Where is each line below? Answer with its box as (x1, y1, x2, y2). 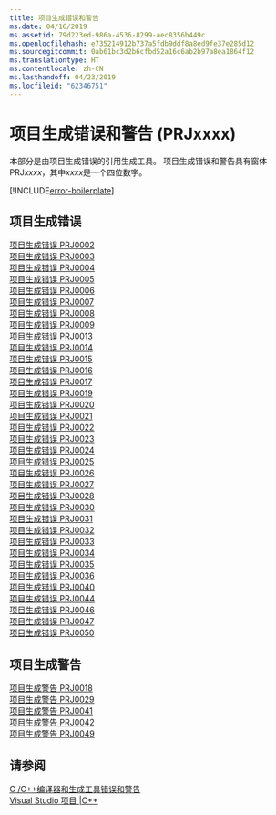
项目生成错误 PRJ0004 (9, 262, 96, 274)
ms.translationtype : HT (9, 56, 100, 65)
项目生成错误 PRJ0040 (9, 581, 96, 593)
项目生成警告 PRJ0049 (9, 728, 96, 739)
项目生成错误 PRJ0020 (9, 399, 95, 411)
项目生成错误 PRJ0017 (9, 376, 93, 388)
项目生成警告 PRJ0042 (9, 717, 96, 728)
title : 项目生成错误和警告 (9, 13, 100, 23)
